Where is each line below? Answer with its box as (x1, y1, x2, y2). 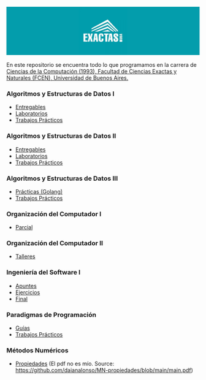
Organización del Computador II (6, 239, 103, 248)
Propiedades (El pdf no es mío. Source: (15, 360, 115, 368)
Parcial (15, 224, 33, 231)
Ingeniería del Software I (6, 268, 81, 276)
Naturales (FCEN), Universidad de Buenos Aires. (6, 74, 129, 82)
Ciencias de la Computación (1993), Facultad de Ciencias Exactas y (6, 68, 177, 75)
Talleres (15, 253, 36, 260)
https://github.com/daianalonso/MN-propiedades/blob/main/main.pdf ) (15, 367, 193, 374)
